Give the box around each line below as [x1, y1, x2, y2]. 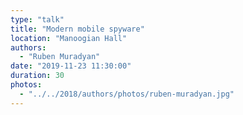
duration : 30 [10, 71, 65, 81]
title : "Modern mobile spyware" [10, 24, 145, 34]
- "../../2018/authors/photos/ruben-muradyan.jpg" [19, 89, 235, 99]
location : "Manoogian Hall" [10, 33, 128, 43]
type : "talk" [10, 14, 65, 25]
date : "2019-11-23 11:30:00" [10, 61, 132, 71]
